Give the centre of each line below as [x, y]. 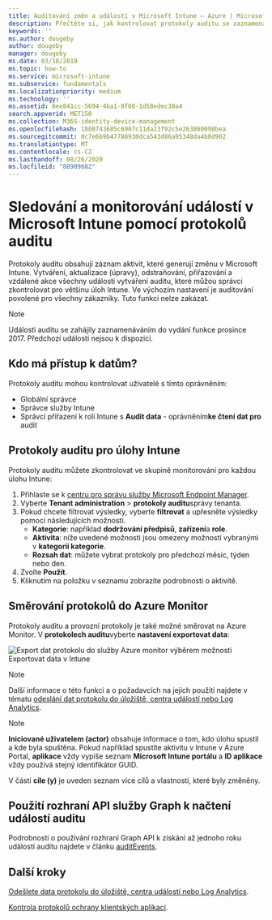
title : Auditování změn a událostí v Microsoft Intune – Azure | [121, 16]
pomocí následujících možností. [73, 520]
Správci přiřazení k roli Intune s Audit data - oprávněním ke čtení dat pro [140, 416]
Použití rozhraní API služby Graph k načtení [120, 805]
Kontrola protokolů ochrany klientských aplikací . [88, 907]
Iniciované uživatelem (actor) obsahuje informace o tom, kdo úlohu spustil [134, 738]
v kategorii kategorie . [69, 546]
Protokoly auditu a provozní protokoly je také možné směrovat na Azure [127, 626]
